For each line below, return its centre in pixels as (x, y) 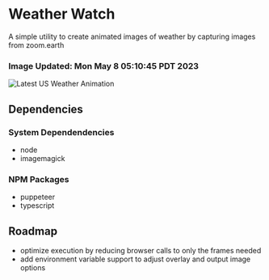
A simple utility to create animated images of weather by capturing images (132, 36)
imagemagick (42, 158)
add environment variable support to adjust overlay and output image (135, 259)
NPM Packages (39, 179)
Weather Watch (62, 14)
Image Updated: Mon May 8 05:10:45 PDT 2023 (104, 66)
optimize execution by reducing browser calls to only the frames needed (141, 251)
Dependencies (46, 109)
